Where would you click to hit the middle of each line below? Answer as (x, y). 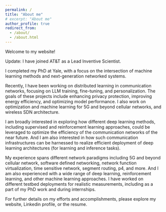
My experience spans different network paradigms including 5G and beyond (83, 157)
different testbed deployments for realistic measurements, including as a (79, 184)
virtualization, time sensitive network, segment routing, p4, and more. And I (82, 168)
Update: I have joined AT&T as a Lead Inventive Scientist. (63, 61)
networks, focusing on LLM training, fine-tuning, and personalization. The (80, 91)
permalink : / (19, 10)
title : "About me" (24, 14)
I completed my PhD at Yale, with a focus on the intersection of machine (79, 71)
